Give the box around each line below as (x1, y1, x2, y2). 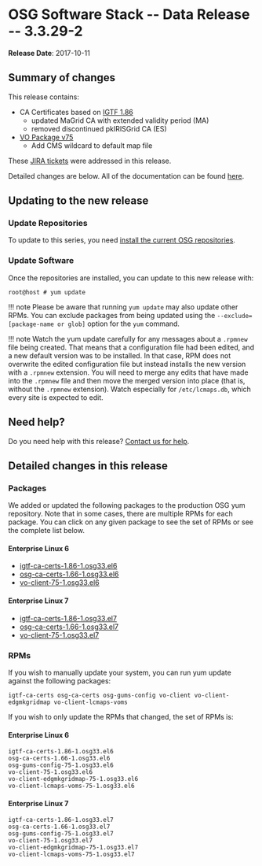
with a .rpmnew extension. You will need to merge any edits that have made (8, 368, 249, 377)
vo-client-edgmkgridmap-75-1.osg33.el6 (8, 775, 139, 783)
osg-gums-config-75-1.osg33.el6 (8, 761, 114, 769)
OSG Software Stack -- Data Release (8, 6, 250, 24)
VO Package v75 (19, 132, 74, 142)
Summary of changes (8, 71, 116, 84)
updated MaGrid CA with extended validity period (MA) (31, 116, 209, 125)
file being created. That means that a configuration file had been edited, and (8, 342, 255, 352)
